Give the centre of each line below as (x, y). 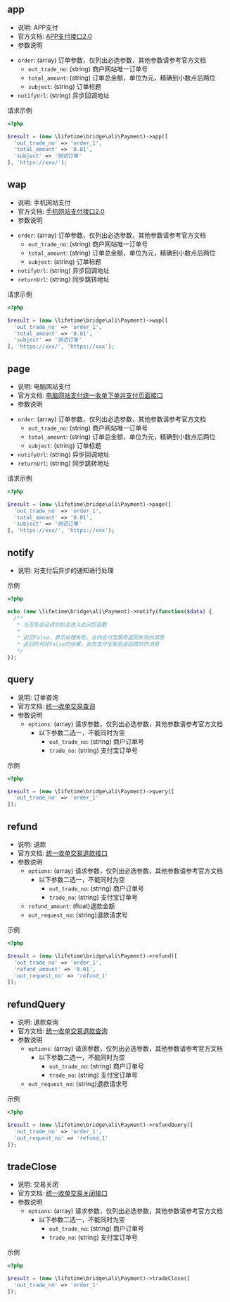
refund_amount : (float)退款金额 (71, 906)
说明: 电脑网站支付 (44, 386)
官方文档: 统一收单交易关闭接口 (62, 1193)
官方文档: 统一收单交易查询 (56, 706)
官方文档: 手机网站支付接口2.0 (61, 211)
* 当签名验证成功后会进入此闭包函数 (62, 625)
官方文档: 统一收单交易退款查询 (62, 1031)
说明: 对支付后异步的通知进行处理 (65, 570)
